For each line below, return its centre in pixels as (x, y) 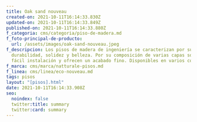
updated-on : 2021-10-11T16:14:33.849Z (53, 22)
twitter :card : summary (39, 110)
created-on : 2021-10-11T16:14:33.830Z (53, 17)
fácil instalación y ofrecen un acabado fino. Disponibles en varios (98, 60)
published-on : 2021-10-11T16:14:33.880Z (56, 28)
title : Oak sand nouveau (36, 11)
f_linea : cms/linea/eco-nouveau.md (50, 72)
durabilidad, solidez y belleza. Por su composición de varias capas (98, 55)
